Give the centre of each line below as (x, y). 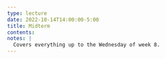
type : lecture (27, 13)
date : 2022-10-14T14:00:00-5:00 (53, 20)
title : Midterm (29, 26)
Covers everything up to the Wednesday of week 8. (87, 45)
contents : (21, 32)
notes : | (19, 39)
